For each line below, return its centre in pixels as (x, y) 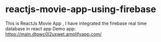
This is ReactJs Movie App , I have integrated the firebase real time (76, 23)
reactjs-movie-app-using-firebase (81, 9)
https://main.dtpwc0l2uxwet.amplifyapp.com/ (54, 34)
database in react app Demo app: (41, 28)
